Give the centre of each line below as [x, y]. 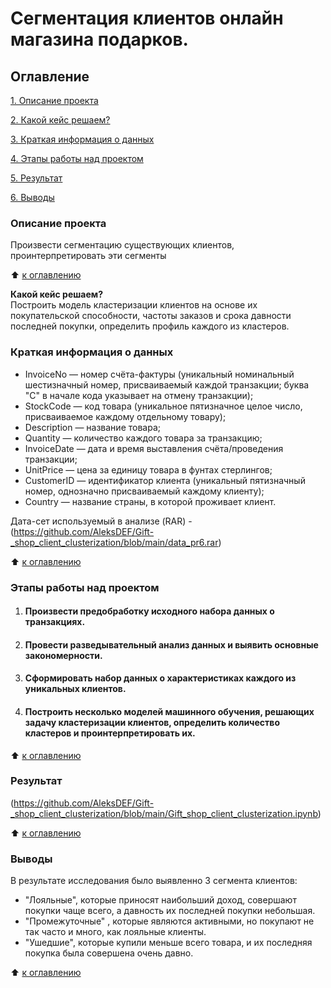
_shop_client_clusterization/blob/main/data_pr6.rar [114, 542]
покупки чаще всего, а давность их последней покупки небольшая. [170, 911]
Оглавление [50, 76]
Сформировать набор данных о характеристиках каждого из [160, 678]
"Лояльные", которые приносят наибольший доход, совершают [160, 900]
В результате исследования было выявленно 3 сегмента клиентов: [154, 881]
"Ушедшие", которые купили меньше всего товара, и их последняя [168, 943]
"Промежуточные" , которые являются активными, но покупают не [169, 921]
